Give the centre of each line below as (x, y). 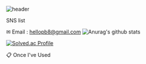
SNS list (16, 20)
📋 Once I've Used (28, 55)
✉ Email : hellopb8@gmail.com (44, 32)
